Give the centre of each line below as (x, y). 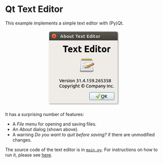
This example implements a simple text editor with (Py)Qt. (64, 23)
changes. (22, 140)
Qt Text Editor (34, 9)
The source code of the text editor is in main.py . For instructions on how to (81, 149)
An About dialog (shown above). (45, 129)
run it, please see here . (29, 155)
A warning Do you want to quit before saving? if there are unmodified (83, 134)
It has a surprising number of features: (45, 114)
